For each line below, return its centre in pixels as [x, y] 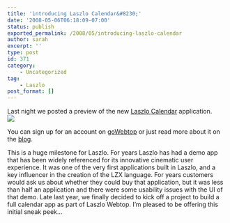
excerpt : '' [24, 46]
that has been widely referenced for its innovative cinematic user [100, 160]
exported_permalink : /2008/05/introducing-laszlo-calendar [95, 33]
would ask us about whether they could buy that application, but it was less [115, 183]
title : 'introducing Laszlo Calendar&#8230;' [74, 14]
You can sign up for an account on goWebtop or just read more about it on [114, 132]
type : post [23, 53]
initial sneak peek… [35, 212]
